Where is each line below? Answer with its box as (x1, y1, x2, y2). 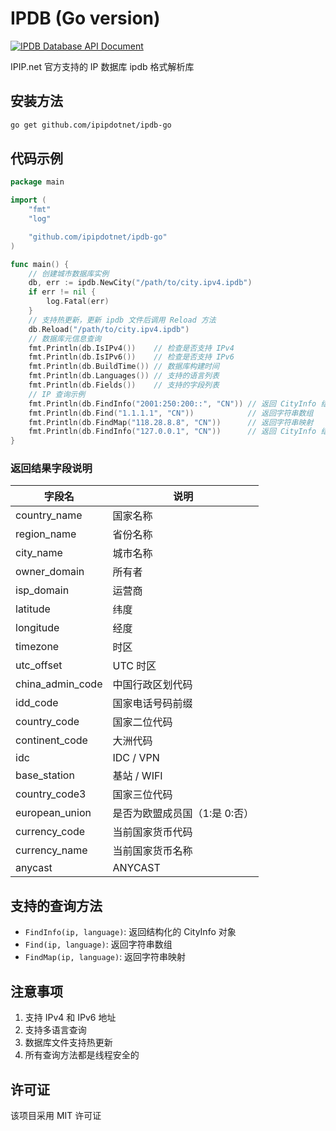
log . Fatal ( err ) (46, 297, 110, 307)
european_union (15, 806, 92, 820)
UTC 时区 (112, 659, 157, 673)
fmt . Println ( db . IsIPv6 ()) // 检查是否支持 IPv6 (28, 352, 235, 362)
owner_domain (15, 565, 85, 579)
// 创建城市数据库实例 (28, 268, 110, 279)
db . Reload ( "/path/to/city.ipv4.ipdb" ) (28, 324, 190, 334)
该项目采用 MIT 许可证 (10, 1109, 102, 1121)
